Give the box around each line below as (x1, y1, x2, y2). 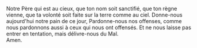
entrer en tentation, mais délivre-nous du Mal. (6, 30, 119, 37)
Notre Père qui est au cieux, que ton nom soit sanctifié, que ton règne (6, 5, 177, 12)
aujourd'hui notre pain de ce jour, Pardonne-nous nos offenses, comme (6, 18, 182, 24)
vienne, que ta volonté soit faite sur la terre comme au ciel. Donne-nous (6, 11, 183, 18)
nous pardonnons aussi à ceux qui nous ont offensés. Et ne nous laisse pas (6, 24, 192, 31)
